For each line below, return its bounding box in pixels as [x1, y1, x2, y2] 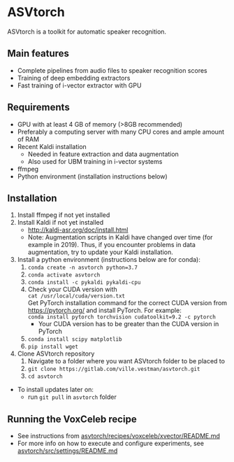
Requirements [7, 101, 70, 113]
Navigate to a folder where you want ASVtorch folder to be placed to [27, 357, 226, 365]
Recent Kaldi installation [17, 142, 87, 150]
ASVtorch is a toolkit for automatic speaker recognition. [7, 27, 166, 36]
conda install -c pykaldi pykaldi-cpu [27, 279, 141, 286]
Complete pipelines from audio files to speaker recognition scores [17, 66, 207, 74]
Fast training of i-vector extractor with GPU [17, 81, 142, 90]
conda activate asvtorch [27, 272, 101, 279]
